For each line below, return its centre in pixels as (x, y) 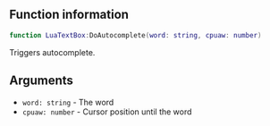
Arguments (42, 81)
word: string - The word (68, 102)
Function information (69, 15)
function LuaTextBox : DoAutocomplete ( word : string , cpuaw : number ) (135, 35)
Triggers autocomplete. (52, 52)
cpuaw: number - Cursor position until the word (107, 112)
